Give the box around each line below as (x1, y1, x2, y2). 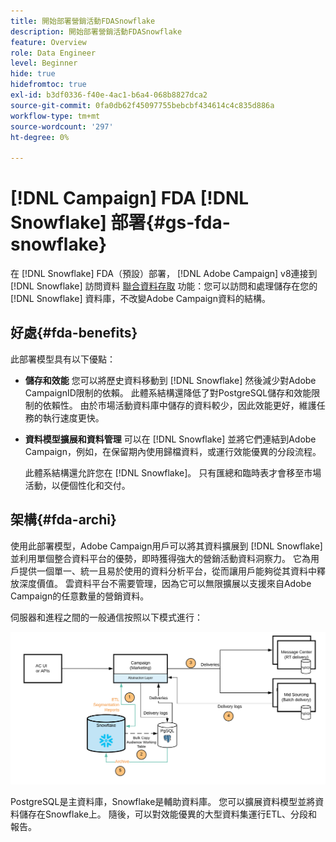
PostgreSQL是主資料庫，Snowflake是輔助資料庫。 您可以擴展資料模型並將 (10, 796, 316, 808)
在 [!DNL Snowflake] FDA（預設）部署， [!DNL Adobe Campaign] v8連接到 (10, 268, 318, 280)
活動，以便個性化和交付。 (24, 479, 131, 491)
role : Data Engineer (10, 48, 97, 58)
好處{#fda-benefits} (10, 325, 138, 342)
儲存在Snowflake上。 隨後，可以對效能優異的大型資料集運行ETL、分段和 (18, 808, 318, 820)
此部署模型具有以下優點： (10, 353, 116, 365)
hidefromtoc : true (10, 80, 87, 90)
